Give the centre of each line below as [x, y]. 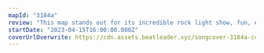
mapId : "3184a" [33, 15]
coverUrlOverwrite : [40, 37]
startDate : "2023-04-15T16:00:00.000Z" [73, 30]
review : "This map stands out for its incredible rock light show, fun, [130, 23]
